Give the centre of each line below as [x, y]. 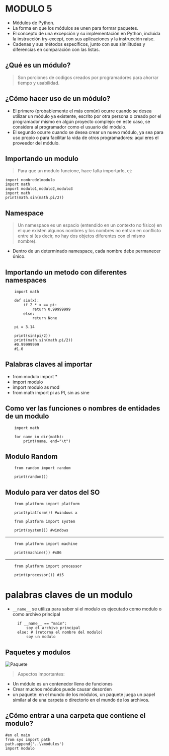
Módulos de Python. [33, 23]
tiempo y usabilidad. [38, 83]
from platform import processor [48, 566]
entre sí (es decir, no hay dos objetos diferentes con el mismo [81, 236]
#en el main [18, 735]
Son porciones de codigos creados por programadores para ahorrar [88, 77]
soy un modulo [41, 637]
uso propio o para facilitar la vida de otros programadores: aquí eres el [86, 138]
